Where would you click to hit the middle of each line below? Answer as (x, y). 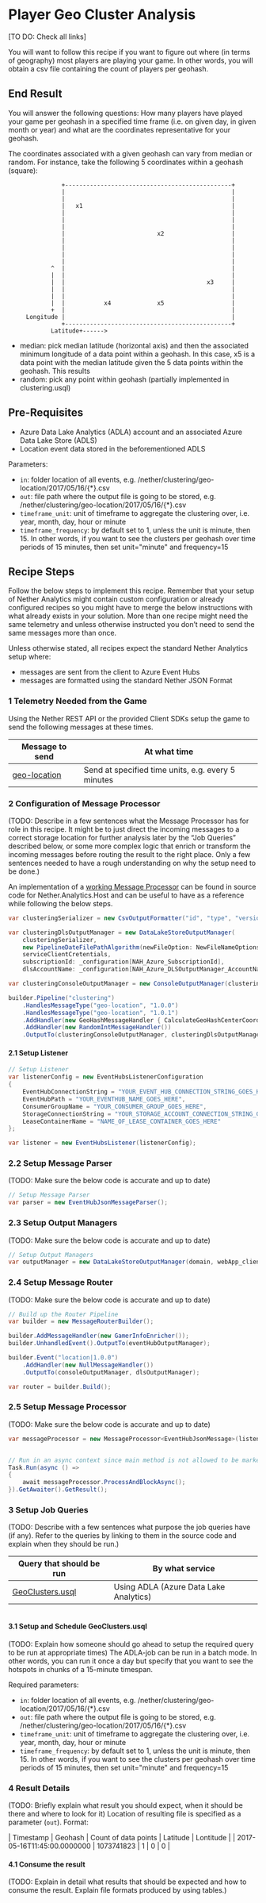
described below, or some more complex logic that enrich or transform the (129, 846)
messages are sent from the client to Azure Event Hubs (110, 672)
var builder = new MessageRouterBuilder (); (81, 1322)
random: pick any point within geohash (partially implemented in (124, 379)
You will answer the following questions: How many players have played (125, 113)
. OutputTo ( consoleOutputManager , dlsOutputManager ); (111, 1372)
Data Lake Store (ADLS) (58, 440)
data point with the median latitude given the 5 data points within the (131, 362)
